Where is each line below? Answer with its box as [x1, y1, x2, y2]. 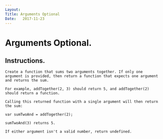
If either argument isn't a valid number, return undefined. [5, 129, 132, 134]
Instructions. [5, 57, 45, 65]
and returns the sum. [5, 78, 49, 83]
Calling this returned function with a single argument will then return [5, 99, 159, 104]
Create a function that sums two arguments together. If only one [5, 69, 143, 75]
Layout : [5, 7, 21, 12]
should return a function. [5, 91, 60, 96]
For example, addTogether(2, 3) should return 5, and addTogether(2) [5, 86, 150, 92]
